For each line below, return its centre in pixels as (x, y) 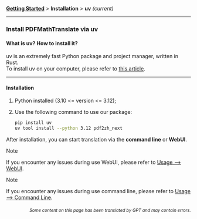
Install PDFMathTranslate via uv (52, 29)
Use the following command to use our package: (73, 112)
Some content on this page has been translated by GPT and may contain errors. (110, 210)
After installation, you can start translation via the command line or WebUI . (97, 140)
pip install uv (33, 123)
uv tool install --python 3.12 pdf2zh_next (69, 129)
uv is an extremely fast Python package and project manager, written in (92, 56)
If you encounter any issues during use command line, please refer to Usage (98, 191)
